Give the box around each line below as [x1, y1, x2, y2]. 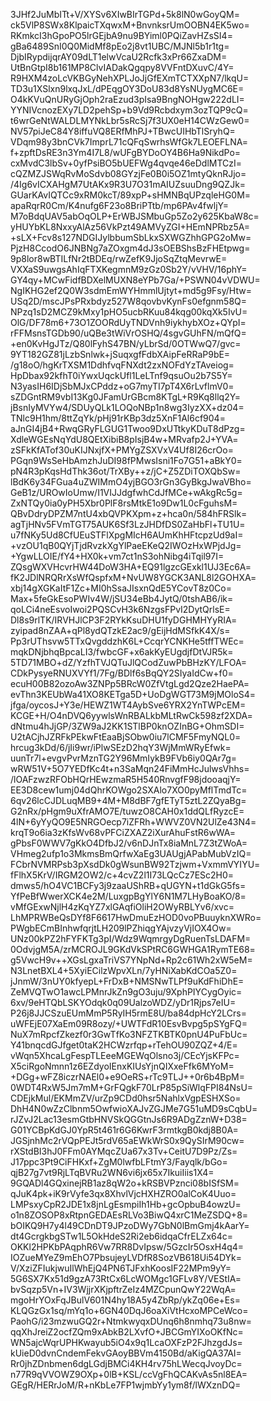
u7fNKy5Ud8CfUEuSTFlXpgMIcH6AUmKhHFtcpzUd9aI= [10, 529, 244, 541]
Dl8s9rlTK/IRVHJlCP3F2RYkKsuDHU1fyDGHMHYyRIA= [10, 614, 238, 626]
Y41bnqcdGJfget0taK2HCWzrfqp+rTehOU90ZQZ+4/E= [10, 1039, 238, 1051]
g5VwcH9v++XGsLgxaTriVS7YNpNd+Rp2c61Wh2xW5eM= [10, 954, 253, 966]
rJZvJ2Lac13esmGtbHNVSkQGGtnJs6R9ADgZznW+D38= [10, 1114, 248, 1125]
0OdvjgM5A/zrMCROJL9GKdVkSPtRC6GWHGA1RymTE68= [10, 944, 256, 955]
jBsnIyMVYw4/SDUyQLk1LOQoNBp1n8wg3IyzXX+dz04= [10, 402, 245, 413]
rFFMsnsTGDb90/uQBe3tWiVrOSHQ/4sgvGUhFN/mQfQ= [10, 327, 247, 339]
